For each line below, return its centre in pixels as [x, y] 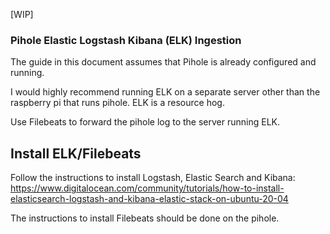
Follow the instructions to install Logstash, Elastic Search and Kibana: [153, 178]
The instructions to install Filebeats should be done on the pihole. [145, 218]
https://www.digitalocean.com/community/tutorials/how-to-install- [147, 188]
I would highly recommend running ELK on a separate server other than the [165, 92]
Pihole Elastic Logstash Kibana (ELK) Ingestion [126, 40]
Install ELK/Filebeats [76, 153]
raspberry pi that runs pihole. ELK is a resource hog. [117, 103]
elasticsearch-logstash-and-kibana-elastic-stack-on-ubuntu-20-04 [149, 199]
